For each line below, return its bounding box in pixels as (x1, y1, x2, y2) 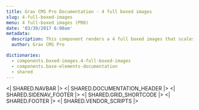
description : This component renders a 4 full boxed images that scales (11, 36, 195, 42)
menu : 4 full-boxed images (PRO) (6, 20, 89, 25)
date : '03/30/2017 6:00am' (6, 25, 73, 31)
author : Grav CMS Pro (11, 42, 65, 48)
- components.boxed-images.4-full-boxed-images (11, 57, 131, 64)
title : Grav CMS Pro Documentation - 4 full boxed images (6, 8, 152, 15)
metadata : (6, 31, 31, 37)
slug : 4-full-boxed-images (6, 14, 73, 20)
